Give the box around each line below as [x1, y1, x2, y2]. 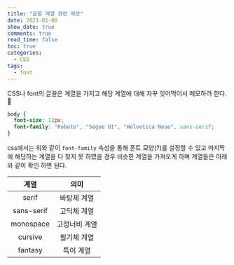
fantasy [18, 245, 43, 254]
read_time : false [7, 36, 58, 43]
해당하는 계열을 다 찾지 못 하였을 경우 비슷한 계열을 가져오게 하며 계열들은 [14, 152, 215, 161]
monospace [11, 219, 50, 229]
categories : [7, 50, 42, 57]
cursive [18, 232, 43, 242]
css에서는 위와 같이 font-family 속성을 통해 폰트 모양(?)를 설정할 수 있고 [7, 144, 207, 151]
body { [7, 110, 27, 118]
